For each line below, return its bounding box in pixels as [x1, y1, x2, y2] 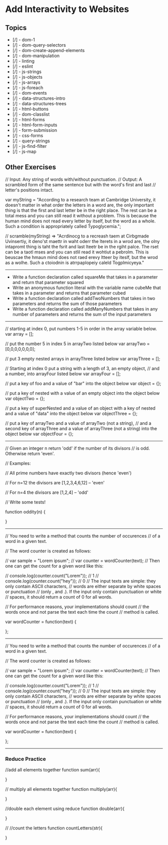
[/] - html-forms [12, 117, 45, 122]
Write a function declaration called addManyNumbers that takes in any [12, 306, 158, 312]
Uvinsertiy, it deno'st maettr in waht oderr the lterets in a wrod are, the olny [5, 238, 160, 244]
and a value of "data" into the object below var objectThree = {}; [5, 410, 137, 416]
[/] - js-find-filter [12, 143, 47, 149]
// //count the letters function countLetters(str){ [5, 825, 103, 831]
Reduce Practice [5, 755, 46, 762]
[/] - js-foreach [12, 85, 43, 91]
